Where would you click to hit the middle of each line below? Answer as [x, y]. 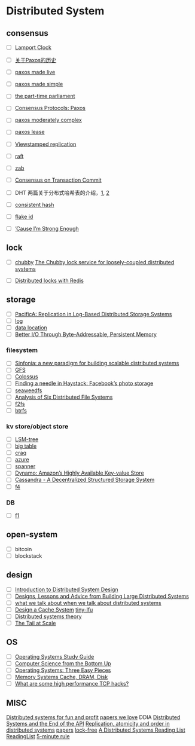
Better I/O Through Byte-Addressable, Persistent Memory [86, 334]
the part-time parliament [45, 96]
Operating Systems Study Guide [54, 656]
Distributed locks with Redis [49, 280]
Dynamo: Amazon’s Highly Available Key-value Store [80, 473]
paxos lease [30, 132]
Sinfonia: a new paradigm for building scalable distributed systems [97, 363]
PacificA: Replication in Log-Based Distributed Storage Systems [93, 314]
